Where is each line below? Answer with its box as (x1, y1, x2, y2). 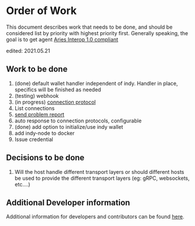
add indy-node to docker (14, 129, 75, 136)
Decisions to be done (6, 153, 85, 163)
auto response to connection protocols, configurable (14, 117, 142, 124)
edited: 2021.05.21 (6, 47, 50, 54)
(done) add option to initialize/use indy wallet (14, 123, 124, 130)
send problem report (14, 111, 64, 118)
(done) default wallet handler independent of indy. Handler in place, (14, 80, 178, 87)
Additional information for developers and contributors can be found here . (6, 213, 184, 220)
